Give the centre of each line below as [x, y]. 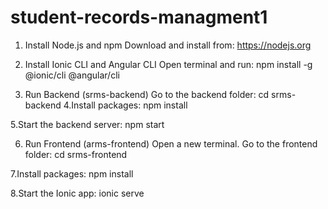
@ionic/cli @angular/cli [72, 75]
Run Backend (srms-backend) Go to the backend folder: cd [147, 94]
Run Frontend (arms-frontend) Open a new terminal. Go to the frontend [171, 143]
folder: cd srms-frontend [76, 154]
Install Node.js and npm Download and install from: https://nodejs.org [168, 45]
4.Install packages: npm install [125, 105]
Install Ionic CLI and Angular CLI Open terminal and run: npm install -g [168, 64]
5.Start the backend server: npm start [87, 124]
